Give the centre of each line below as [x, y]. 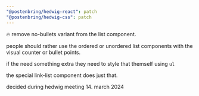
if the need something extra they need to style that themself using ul [91, 63]
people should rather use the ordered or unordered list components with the [99, 46]
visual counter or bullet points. [43, 52]
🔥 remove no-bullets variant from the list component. [71, 34]
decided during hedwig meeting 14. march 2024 [65, 87]
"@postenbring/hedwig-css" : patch [49, 17]
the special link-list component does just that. [62, 75]
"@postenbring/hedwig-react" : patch [52, 12]
